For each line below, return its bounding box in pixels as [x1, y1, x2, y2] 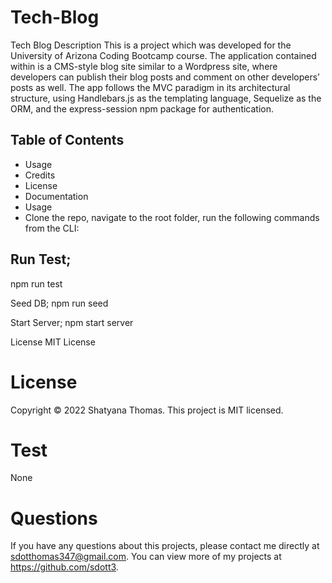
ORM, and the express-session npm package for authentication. [10, 102, 275, 115]
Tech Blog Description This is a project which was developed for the [10, 39, 292, 51]
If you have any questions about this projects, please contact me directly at [10, 540, 320, 552]
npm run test [10, 277, 63, 290]
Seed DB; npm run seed [10, 297, 109, 309]
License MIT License [10, 336, 96, 348]
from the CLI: [24, 222, 80, 234]
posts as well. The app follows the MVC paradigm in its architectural [10, 81, 291, 93]
